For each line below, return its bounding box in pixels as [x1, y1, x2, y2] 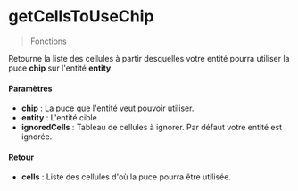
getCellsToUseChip [8, 6, 154, 27]
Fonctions [29, 36, 68, 46]
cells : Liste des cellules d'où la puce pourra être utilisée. [21, 171, 231, 182]
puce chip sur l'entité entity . [8, 62, 113, 73]
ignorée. [21, 131, 53, 142]
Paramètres [8, 83, 53, 94]
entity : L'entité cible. [21, 112, 100, 123]
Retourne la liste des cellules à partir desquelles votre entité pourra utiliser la [8, 53, 290, 63]
